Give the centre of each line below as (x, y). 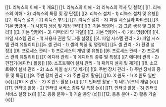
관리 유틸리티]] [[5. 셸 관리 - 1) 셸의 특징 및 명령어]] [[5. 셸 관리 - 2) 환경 (80, 44)
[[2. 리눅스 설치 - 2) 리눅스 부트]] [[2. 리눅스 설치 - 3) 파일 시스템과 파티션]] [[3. (82, 20)
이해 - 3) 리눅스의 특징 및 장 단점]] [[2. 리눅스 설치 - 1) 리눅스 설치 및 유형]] (86, 13)
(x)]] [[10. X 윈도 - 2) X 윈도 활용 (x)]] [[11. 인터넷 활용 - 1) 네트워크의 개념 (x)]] (82, 81)
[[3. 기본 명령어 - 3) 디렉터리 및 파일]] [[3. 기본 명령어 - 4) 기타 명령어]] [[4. (87, 32)
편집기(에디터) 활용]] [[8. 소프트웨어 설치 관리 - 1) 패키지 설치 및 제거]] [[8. (77, 63)
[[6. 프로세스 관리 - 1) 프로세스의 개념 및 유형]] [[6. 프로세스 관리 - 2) (80, 51)
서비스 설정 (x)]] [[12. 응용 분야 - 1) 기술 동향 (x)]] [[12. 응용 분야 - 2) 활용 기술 (81, 94)
